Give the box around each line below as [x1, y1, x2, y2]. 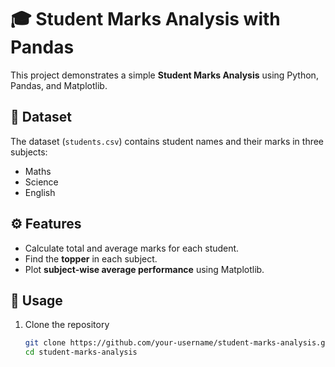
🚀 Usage [10, 292, 63, 309]
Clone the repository [24, 319, 110, 331]
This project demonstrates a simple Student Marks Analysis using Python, [10, 69, 319, 81]
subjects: [10, 146, 48, 158]
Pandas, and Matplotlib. [10, 79, 108, 91]
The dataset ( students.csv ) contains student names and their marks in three [10, 135, 325, 147]
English [24, 186, 56, 198]
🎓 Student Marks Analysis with [10, 8, 281, 31]
